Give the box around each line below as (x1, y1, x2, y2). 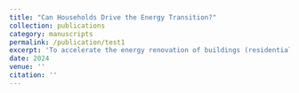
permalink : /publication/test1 (9, 37, 125, 47)
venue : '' (9, 63, 46, 72)
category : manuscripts (9, 29, 93, 38)
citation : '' (9, 71, 58, 80)
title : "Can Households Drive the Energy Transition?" (9, 12, 217, 22)
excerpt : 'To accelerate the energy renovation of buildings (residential (9, 46, 293, 55)
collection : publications (9, 21, 105, 30)
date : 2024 (9, 54, 50, 63)
